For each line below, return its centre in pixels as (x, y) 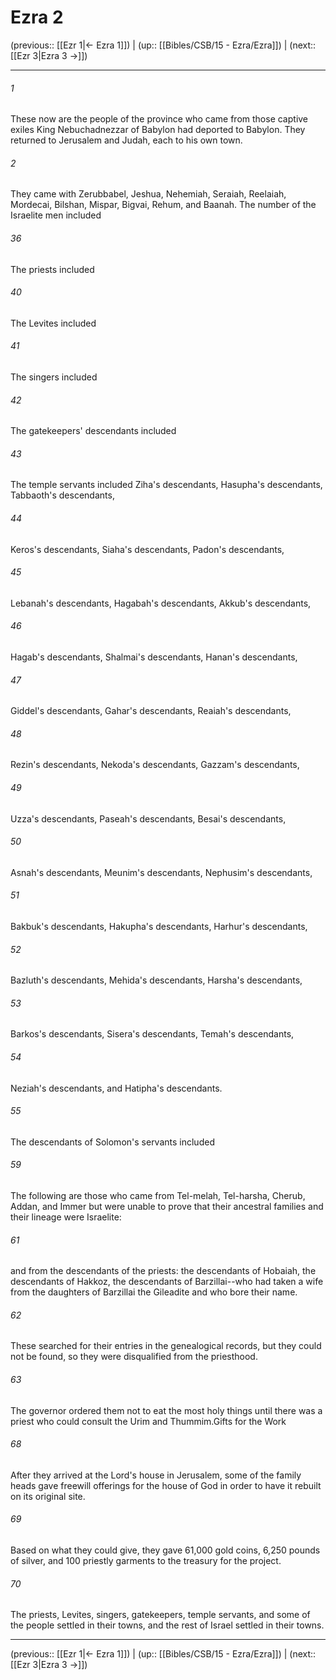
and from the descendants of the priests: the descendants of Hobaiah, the (163, 1271)
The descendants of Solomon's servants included (112, 1142)
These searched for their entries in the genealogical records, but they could (166, 1346)
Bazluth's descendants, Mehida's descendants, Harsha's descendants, (156, 980)
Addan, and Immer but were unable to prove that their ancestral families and (167, 1206)
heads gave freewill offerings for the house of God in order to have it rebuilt (166, 1485)
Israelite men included (56, 215)
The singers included (54, 377)
